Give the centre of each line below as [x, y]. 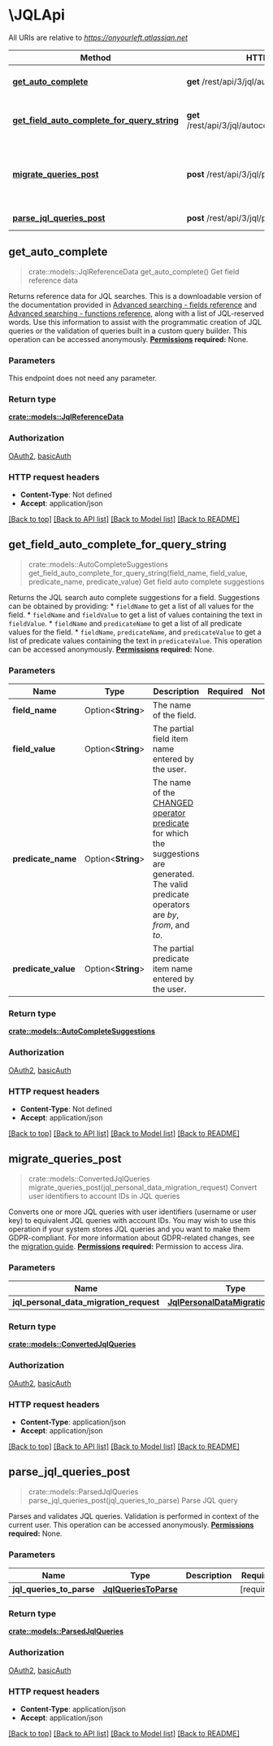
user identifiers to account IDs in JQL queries [104, 1195]
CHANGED [173, 803]
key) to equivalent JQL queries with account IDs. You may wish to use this [132, 1220]
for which [171, 834]
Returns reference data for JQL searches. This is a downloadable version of [135, 296]
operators [171, 905]
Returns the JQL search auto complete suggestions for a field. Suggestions [134, 597]
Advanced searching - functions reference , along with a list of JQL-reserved [136, 313]
